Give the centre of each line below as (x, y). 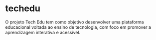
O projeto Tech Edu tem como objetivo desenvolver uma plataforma (75, 22)
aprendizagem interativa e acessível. (43, 32)
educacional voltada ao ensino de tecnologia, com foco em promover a (78, 27)
